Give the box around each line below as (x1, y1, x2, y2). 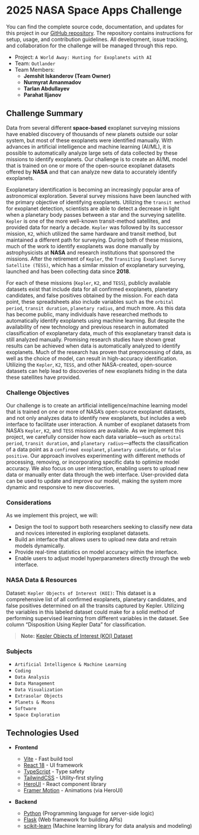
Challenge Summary (6, 108, 84, 118)
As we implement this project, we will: (6, 512, 98, 519)
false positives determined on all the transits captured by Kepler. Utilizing (6, 602, 185, 609)
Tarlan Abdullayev (23, 85, 70, 92)
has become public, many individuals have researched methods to (6, 310, 168, 317)
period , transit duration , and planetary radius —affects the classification (6, 439, 188, 447)
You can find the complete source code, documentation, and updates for (6, 23, 184, 30)
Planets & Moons (14, 699, 55, 705)
